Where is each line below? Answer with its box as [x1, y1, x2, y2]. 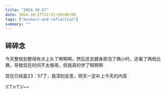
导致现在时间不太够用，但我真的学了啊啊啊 [14, 62, 103, 68]
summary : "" [5, 21, 30, 27]
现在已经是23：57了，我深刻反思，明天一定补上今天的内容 [5, 73, 127, 79]
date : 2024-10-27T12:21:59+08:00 [5, 12, 76, 17]
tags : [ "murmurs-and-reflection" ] [5, 17, 79, 22]
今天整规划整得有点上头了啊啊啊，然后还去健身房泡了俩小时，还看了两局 [5, 56, 156, 62]
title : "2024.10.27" [5, 7, 49, 13]
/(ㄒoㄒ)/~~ [5, 84, 29, 90]
